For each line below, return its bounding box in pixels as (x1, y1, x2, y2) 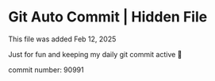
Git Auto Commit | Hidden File (8, 8, 208, 26)
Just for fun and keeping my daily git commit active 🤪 (8, 49, 182, 59)
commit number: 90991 (8, 64, 85, 75)
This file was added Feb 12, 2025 (8, 34, 117, 44)
